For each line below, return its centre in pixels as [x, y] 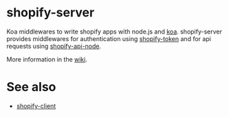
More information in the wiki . [47, 59]
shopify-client [36, 106]
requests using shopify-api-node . [54, 46]
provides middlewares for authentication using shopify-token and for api [109, 38]
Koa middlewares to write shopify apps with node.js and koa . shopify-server [115, 31]
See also [31, 87]
